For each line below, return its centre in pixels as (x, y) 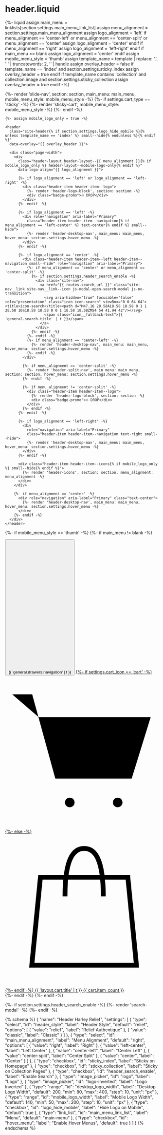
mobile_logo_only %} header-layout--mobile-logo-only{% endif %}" (74, 165)
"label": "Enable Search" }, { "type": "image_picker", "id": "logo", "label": (78, 1076)
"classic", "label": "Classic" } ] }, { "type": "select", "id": (60, 1035)
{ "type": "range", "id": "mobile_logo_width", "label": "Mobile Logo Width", (79, 1097)
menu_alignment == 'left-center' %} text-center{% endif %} (67, 225)
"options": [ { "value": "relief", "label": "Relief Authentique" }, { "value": (76, 1030)
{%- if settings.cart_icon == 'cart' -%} (114, 672)
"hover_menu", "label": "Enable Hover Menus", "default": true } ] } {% (74, 1123)
